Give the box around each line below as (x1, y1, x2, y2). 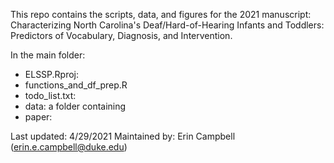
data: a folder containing (24, 100, 127, 112)
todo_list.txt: (24, 90, 77, 101)
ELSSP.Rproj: (24, 69, 80, 80)
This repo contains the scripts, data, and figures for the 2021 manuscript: (10, 9, 312, 20)
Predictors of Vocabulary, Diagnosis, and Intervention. (10, 30, 233, 41)
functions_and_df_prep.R (24, 79, 128, 91)
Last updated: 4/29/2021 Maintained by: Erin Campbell (10, 130, 236, 142)
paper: (24, 111, 53, 123)
